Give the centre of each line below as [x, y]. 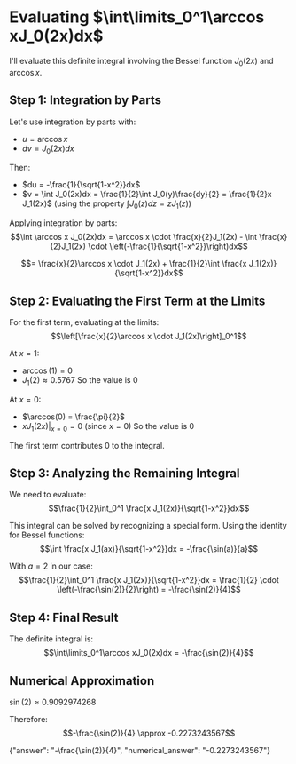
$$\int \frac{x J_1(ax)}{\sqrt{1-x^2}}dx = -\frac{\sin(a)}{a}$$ [149, 549]
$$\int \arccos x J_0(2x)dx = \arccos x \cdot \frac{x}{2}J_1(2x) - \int [134, 237]
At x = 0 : [25, 399]
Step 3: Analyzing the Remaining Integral [125, 473]
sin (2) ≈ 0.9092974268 [53, 702]
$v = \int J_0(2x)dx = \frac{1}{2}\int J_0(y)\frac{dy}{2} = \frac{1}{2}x [147, 195]
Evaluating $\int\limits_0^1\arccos [137, 17]
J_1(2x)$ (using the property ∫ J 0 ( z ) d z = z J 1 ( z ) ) [107, 205]
